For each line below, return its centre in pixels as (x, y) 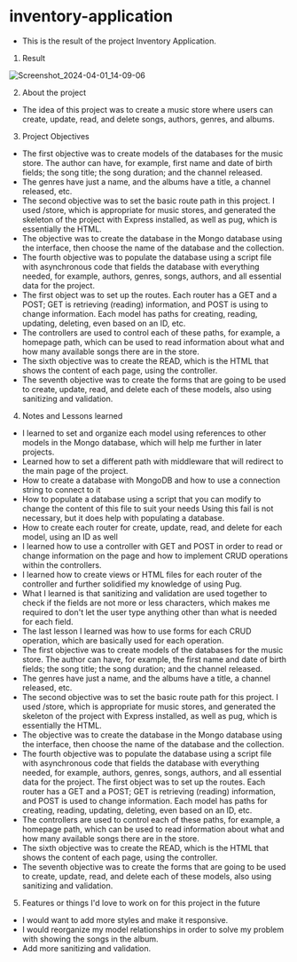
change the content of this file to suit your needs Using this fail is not (148, 509)
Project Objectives (56, 136)
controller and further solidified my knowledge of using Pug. (132, 584)
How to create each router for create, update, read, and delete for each (152, 527)
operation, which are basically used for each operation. (123, 640)
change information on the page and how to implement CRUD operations (155, 556)
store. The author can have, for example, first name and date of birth (147, 162)
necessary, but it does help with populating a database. (123, 517)
